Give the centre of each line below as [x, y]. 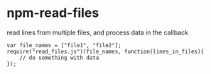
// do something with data [59, 58]
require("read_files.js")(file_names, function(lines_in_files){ [105, 51]
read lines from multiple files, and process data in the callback [98, 32]
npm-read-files [53, 13]
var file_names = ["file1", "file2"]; [64, 45]
